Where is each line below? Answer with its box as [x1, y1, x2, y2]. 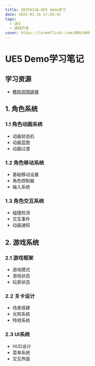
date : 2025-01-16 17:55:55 [5, 12, 61, 17]
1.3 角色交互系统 [5, 197, 44, 204]
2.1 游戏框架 [5, 254, 34, 261]
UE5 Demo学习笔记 [5, 53, 85, 65]
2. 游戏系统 [5, 238, 39, 247]
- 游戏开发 [9, 26, 29, 31]
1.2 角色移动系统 [5, 159, 44, 166]
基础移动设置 [12, 171, 39, 177]
